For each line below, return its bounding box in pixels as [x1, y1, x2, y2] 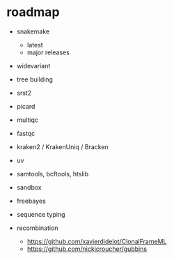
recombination [16, 224, 58, 232]
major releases [26, 48, 70, 56]
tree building [16, 75, 54, 84]
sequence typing [16, 210, 65, 218]
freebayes [16, 197, 46, 205]
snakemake [16, 27, 50, 36]
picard [16, 102, 35, 110]
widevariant [16, 61, 51, 70]
